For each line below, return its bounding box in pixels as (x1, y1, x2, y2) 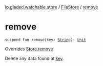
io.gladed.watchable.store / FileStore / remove (5, 4, 98, 10)
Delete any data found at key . (5, 55, 64, 61)
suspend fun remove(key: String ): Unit (5, 37, 86, 42)
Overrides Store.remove (5, 46, 54, 52)
